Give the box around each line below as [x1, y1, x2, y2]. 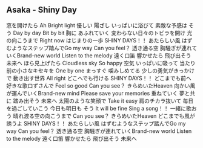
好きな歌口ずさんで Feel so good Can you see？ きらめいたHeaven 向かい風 [6, 82, 196, 89]
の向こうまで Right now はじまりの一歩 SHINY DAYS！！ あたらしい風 [6, 36, 181, 44]
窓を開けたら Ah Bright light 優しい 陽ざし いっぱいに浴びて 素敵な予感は [6, 21, 188, 29]
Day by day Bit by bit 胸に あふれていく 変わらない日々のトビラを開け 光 [13, 29, 193, 36]
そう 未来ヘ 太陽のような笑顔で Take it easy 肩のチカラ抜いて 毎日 [28, 97, 194, 105]
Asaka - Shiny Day [6, 5, 78, 15]
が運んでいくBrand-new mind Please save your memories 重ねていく [6, 89, 178, 97]
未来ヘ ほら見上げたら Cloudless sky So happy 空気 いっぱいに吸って [6, 59, 179, 66]
